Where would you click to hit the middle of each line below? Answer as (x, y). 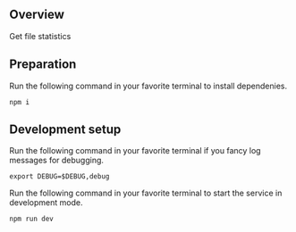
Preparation (43, 65)
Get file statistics (40, 36)
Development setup (65, 130)
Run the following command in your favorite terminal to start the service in (146, 193)
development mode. (46, 203)
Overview (37, 15)
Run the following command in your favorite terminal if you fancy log (135, 151)
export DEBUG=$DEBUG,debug (59, 177)
